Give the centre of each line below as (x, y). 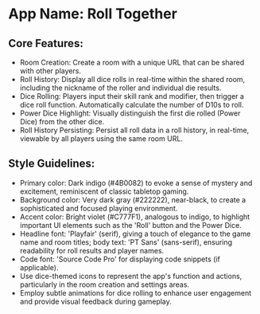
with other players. (50, 71)
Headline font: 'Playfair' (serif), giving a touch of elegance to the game (135, 234)
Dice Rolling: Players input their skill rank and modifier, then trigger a (132, 96)
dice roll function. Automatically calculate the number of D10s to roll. (132, 105)
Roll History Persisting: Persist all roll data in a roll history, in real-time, (134, 130)
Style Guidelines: (52, 164)
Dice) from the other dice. (62, 122)
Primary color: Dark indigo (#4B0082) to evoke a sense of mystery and (136, 183)
